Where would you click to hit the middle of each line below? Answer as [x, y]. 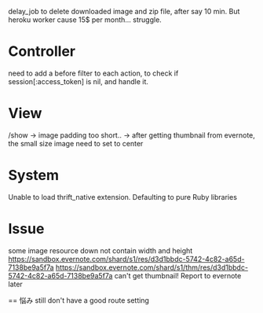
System [34, 175]
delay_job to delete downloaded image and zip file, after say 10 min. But [124, 11]
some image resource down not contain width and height [100, 250]
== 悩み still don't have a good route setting [79, 300]
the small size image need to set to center [76, 143]
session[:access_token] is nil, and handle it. [79, 81]
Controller [42, 52]
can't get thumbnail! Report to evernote [178, 275]
